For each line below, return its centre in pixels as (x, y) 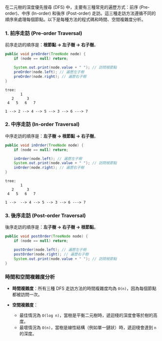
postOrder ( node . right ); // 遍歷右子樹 (51, 255)
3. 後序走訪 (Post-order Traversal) (45, 215)
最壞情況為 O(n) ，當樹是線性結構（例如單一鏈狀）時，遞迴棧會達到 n (88, 327)
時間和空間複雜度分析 (30, 277)
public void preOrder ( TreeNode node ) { (45, 54)
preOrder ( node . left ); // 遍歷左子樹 (49, 72)
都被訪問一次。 (27, 294)
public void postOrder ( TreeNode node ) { (47, 236)
